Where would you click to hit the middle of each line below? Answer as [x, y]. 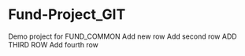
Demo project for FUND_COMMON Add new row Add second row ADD [123, 36]
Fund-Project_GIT [67, 15]
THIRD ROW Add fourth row [53, 44]
